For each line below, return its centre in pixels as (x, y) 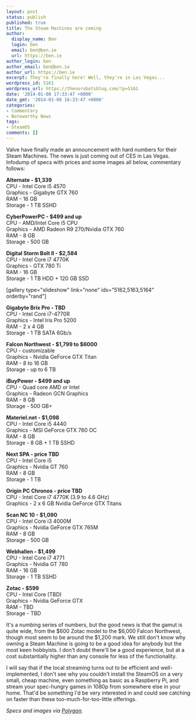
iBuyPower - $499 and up (38, 381)
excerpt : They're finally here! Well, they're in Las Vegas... (86, 78)
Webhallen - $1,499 (31, 551)
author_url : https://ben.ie (41, 72)
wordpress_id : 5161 (30, 83)
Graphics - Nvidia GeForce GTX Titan (51, 356)
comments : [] (22, 133)
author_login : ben (29, 61)
